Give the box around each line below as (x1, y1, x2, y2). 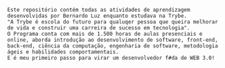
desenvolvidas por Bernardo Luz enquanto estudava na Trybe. (7, 12, 188, 19)
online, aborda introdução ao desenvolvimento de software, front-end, (7, 36, 218, 43)
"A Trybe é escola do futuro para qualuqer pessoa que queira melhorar (7, 19, 218, 25)
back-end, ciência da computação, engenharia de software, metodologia (7, 43, 218, 49)
